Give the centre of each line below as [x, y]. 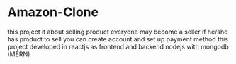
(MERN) [19, 54]
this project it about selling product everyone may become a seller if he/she [118, 32]
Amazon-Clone [53, 12]
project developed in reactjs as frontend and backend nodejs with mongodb [118, 46]
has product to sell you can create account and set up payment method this [118, 39]
